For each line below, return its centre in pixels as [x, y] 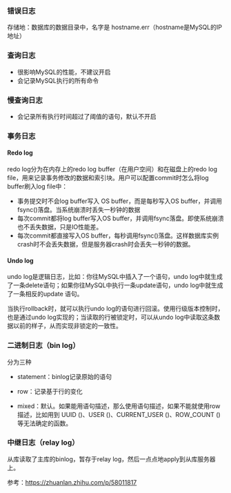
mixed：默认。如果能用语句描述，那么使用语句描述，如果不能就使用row [119, 406]
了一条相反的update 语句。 [45, 294]
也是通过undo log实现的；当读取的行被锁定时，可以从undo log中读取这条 [111, 317]
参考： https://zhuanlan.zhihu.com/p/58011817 [72, 482]
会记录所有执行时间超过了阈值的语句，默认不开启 [87, 116]
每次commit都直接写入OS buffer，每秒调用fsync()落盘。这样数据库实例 [118, 235]
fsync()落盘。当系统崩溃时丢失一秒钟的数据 [79, 210]
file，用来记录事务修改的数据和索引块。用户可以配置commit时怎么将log [108, 178]
